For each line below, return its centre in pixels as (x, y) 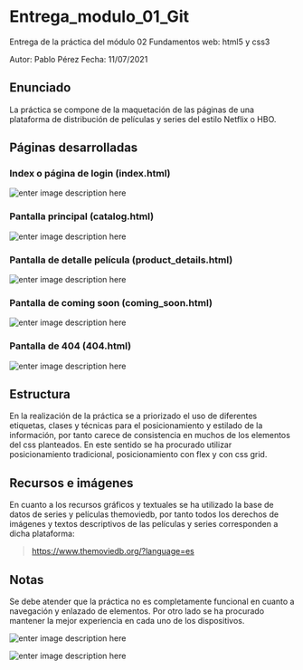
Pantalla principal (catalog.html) (82, 216)
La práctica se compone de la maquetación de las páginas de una (132, 110)
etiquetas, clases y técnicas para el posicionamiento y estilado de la (136, 426)
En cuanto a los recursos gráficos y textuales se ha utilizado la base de (142, 505)
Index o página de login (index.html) (90, 174)
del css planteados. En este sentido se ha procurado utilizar (121, 445)
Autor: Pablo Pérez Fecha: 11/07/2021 (79, 59)
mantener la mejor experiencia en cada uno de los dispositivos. (127, 621)
